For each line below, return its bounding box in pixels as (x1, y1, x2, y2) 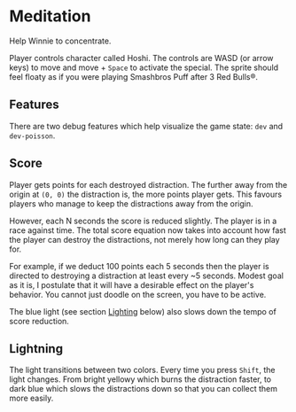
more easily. (9, 393, 54, 404)
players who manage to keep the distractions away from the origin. (9, 198, 253, 209)
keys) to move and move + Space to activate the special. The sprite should (9, 62, 279, 73)
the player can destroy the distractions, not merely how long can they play (9, 234, 281, 245)
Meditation (9, 6, 91, 27)
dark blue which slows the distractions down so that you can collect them (9, 384, 277, 394)
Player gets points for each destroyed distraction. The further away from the (9, 179, 288, 190)
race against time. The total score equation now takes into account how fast (9, 224, 286, 236)
